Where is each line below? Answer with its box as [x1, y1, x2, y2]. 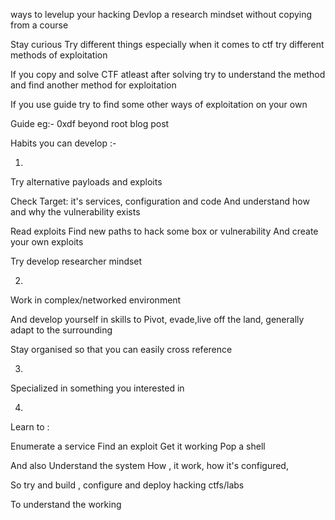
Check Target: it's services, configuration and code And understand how [10, 195, 310, 207]
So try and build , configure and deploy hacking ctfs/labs [10, 479, 245, 491]
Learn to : [10, 421, 50, 433]
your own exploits [10, 236, 84, 248]
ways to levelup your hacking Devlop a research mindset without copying [10, 9, 313, 20]
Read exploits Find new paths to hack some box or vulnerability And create [10, 225, 319, 237]
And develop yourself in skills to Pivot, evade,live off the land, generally [10, 314, 305, 325]
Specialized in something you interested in [10, 382, 185, 394]
